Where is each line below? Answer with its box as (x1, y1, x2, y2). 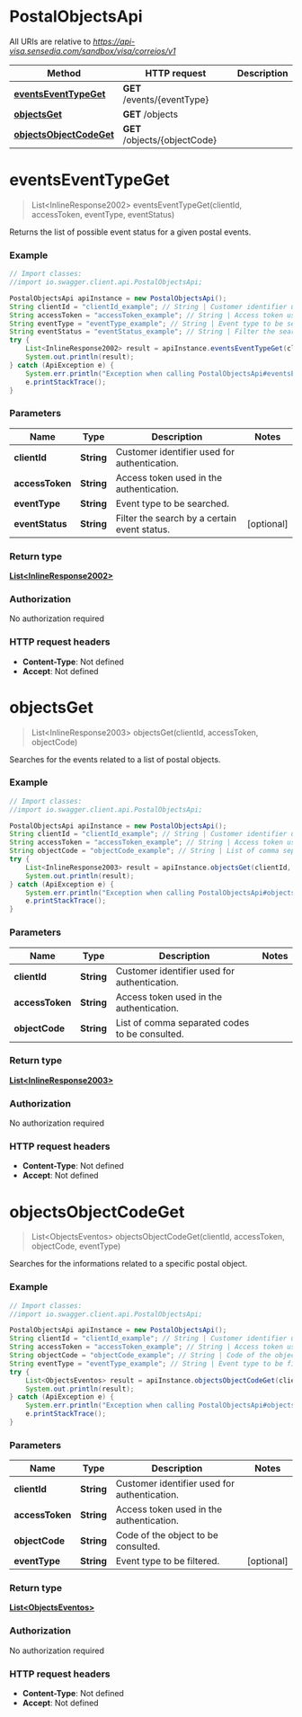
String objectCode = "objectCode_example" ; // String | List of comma (9, 847, 280, 856)
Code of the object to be (115, 1529, 218, 1542)
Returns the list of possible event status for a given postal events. (9, 227, 252, 237)
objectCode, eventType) (31, 1241, 121, 1251)
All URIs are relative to (9, 36, 92, 47)
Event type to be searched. (115, 497, 230, 510)
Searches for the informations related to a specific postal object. (9, 1259, 248, 1269)
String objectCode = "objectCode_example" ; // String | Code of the (9, 1351, 271, 1360)
